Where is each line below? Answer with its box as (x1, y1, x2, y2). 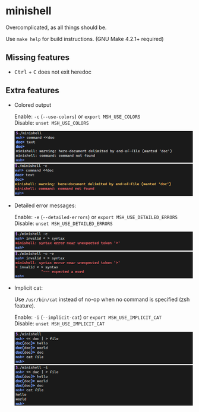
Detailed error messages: (14, 202, 77, 209)
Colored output (14, 101, 52, 108)
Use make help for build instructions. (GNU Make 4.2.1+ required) (5, 35, 164, 42)
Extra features (5, 85, 60, 96)
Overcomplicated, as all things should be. (5, 24, 107, 31)
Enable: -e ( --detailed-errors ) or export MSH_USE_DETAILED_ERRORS (14, 213, 178, 220)
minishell (5, 4, 52, 18)
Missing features (5, 52, 70, 63)
